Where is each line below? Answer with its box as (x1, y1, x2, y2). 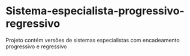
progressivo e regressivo (5, 43, 67, 50)
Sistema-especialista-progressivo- (5, 4, 185, 18)
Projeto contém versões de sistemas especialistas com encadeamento (5, 36, 180, 43)
